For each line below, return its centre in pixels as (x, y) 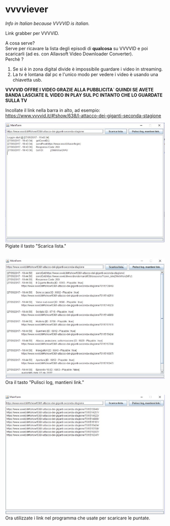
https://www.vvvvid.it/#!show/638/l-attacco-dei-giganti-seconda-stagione (83, 116)
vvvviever (27, 9)
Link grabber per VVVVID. (32, 33)
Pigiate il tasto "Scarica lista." (36, 246)
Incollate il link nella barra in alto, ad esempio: (53, 110)
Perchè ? (14, 59)
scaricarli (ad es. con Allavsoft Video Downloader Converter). (69, 54)
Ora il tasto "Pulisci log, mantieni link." (45, 382)
